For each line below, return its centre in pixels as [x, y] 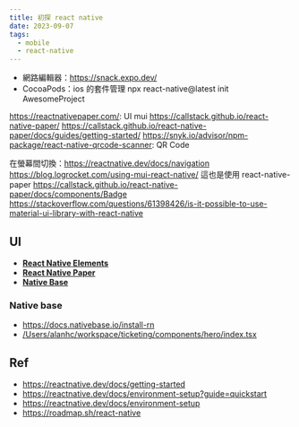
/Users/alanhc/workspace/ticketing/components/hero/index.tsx [139, 335]
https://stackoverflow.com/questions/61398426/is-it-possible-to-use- [138, 204]
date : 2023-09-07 [42, 26]
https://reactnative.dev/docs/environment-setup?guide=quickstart [144, 394]
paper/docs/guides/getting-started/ [75, 135]
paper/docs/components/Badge [68, 195]
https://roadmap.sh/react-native [81, 413]
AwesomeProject [53, 99]
